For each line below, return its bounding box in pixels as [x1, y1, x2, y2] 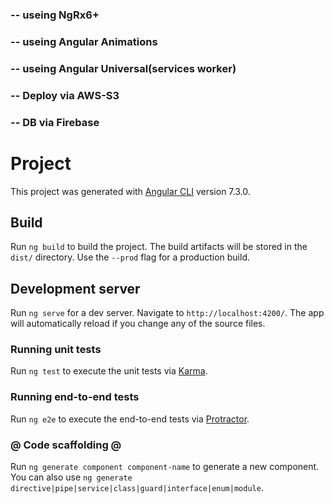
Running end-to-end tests [10, 390, 140, 404]
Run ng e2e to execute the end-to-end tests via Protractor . [10, 413, 250, 425]
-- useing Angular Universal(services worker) [10, 61, 237, 75]
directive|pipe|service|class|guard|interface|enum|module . [10, 482, 264, 494]
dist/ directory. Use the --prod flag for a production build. [10, 251, 250, 263]
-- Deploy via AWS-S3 [10, 88, 120, 102]
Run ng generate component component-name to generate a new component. [10, 461, 320, 473]
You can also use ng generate [10, 471, 133, 483]
